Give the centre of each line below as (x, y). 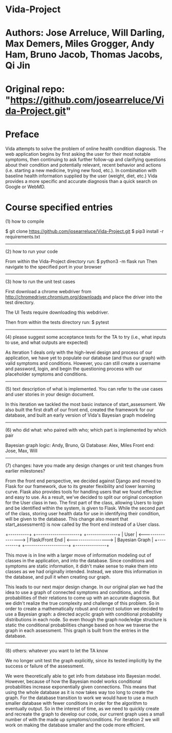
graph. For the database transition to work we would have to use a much (82, 698)
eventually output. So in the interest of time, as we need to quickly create (82, 709)
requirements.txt (23, 237)
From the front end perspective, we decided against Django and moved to (83, 481)
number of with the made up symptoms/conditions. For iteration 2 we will (82, 720)
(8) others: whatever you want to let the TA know (57, 651)
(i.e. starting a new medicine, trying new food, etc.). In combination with (81, 170)
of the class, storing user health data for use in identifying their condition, (83, 514)
